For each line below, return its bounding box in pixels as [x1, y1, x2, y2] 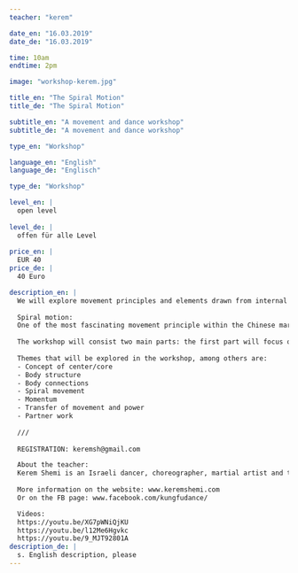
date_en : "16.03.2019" [9, 28, 93, 38]
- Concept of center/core [17, 362, 114, 371]
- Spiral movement [17, 387, 86, 396]
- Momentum [17, 395, 58, 404]
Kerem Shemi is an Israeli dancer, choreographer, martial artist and [17, 468, 284, 478]
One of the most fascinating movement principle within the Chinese [17, 321, 276, 330]
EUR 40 [17, 256, 42, 265]
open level [17, 206, 58, 215]
